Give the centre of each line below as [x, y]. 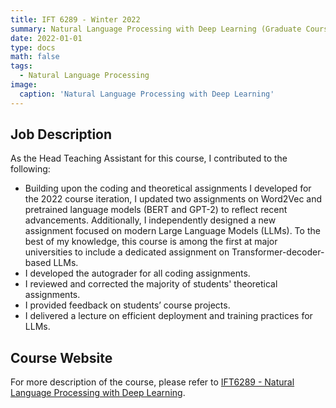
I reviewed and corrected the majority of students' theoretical [151, 284]
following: [30, 169]
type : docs [33, 47]
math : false [35, 57]
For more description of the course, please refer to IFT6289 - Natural [152, 382]
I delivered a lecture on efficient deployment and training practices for [168, 316]
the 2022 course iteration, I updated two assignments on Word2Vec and [173, 199]
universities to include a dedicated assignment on [127, 252]
